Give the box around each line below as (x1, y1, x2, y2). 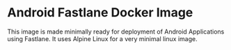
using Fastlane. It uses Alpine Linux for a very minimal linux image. (7, 34, 198, 42)
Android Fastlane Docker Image (7, 5, 193, 21)
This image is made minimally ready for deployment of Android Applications (7, 27, 225, 36)
